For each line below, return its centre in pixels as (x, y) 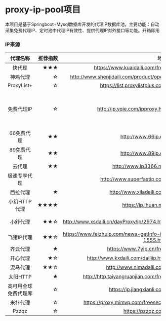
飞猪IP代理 (20, 238)
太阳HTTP (20, 277)
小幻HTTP (20, 202)
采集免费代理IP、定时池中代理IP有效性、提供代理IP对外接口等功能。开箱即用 (83, 30)
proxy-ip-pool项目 (43, 10)
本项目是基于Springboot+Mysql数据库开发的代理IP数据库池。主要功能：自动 (82, 24)
